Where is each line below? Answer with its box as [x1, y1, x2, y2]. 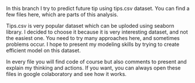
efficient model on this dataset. [6, 47, 81, 54]
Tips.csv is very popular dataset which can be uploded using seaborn [6, 23, 175, 29]
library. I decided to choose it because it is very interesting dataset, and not [6, 28, 189, 35]
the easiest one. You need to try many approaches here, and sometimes [6, 35, 180, 41]
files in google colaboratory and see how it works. [6, 71, 127, 77]
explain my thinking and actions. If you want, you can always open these [6, 64, 181, 71]
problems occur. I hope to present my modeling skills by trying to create [6, 41, 180, 48]
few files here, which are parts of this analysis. [6, 11, 118, 18]
